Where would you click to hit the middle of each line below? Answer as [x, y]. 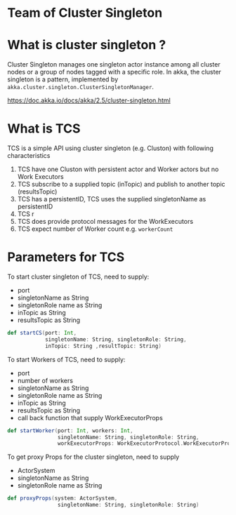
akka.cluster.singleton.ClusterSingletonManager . [81, 87]
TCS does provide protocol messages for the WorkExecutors [105, 222]
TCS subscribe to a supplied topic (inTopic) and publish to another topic [122, 185]
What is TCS [44, 129]
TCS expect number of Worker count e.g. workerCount [95, 229]
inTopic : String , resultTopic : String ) [103, 346]
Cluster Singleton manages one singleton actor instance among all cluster [114, 65]
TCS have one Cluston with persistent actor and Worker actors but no [118, 169]
